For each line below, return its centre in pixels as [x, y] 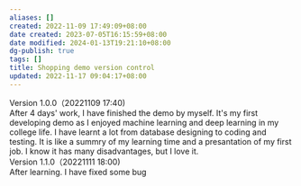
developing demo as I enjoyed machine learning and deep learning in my [144, 122]
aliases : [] [32, 18]
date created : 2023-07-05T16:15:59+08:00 [88, 34]
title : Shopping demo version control [82, 68]
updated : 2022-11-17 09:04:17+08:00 [78, 76]
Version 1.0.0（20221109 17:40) [68, 102]
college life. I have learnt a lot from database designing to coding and [138, 132]
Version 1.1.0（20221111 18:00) [65, 162]
